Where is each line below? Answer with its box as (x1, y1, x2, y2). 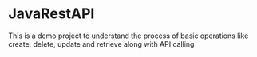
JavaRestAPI (8, 5, 95, 23)
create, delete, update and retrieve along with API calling (8, 39, 195, 48)
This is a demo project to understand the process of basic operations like (8, 31, 249, 40)
